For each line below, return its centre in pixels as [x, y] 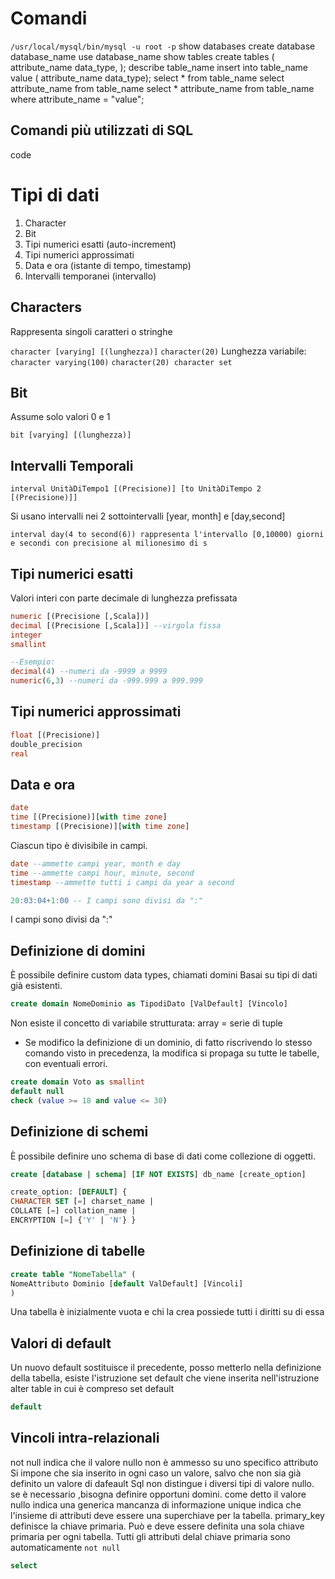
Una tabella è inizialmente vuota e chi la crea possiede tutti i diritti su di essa [167, 1312]
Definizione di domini [78, 950]
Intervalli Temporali [72, 465]
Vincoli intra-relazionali [85, 1438]
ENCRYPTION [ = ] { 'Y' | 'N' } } [73, 1220]
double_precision [46, 744]
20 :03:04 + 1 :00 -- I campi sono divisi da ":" [106, 900]
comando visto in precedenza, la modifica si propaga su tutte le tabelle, [172, 1053]
